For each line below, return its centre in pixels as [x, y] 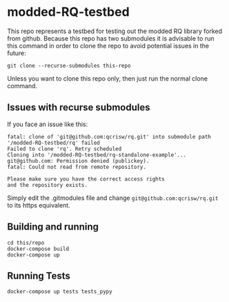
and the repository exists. [48, 185]
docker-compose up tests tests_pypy [60, 292]
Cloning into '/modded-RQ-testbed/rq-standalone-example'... [97, 155]
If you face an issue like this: [48, 124]
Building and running [53, 227]
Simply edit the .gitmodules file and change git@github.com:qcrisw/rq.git [113, 198]
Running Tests [39, 275]
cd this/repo [26, 243]
